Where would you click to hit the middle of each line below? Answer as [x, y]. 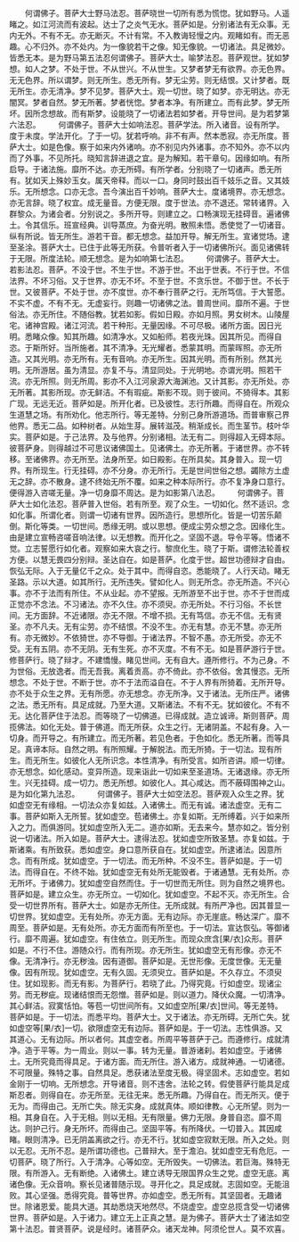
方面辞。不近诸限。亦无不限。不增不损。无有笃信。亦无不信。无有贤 [157, 615]
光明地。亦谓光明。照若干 [235, 370]
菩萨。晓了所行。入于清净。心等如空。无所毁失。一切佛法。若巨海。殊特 [149, 1162]
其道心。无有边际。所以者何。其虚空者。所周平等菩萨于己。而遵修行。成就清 [149, 1039]
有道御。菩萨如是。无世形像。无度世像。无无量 [196, 961]
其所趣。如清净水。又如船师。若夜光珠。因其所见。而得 [172, 336]
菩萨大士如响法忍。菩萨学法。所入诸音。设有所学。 [190, 124]
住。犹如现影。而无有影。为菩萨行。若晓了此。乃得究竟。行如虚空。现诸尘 [145, 983]
